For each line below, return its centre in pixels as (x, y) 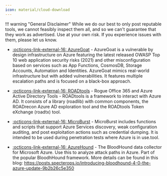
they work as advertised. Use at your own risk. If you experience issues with (83, 34)
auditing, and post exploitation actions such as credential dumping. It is (85, 132)
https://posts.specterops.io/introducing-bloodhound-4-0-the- (87, 163)
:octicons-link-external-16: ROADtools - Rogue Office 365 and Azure (82, 90)
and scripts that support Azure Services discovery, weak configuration (85, 127)
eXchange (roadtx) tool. (37, 112)
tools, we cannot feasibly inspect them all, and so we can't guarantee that (81, 29)
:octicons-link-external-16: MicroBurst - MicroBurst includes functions (84, 121)
